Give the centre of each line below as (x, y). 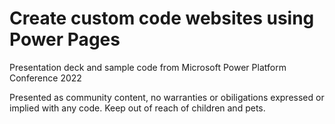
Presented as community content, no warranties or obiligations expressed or (167, 97)
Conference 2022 (45, 78)
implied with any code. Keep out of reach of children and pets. (137, 108)
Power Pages (65, 39)
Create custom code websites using (162, 18)
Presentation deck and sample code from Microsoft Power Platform (148, 67)
